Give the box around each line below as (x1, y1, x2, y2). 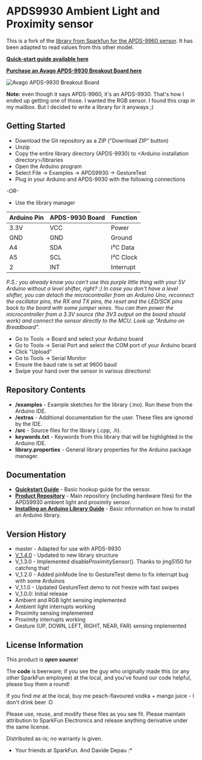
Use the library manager (14, 198, 75, 206)
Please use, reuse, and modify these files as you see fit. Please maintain (6, 710, 186, 718)
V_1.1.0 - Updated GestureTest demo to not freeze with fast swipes (14, 584, 179, 591)
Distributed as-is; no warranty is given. (6, 735, 103, 742)
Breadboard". (6, 323, 40, 330)
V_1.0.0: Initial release (14, 590, 68, 597)
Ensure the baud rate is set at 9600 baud (14, 361, 117, 368)
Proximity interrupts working (14, 616, 86, 623)
